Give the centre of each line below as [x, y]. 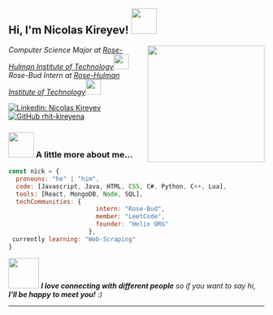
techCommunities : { [49, 201]
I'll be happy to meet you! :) [56, 294]
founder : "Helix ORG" [132, 224]
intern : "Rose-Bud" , [130, 209]
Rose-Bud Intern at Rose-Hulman [64, 75]
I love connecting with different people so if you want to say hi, [148, 286]
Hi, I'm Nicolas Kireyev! [69, 30]
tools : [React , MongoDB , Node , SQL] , [80, 194]
